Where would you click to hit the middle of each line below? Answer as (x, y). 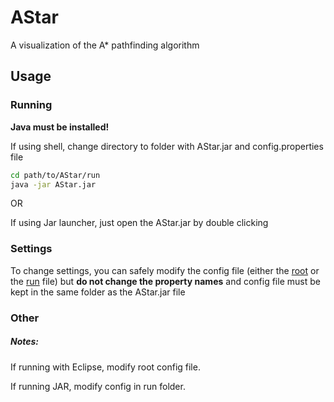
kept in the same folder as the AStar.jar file (98, 292)
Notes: (25, 342)
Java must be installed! (60, 127)
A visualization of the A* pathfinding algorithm (105, 45)
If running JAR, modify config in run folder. (98, 386)
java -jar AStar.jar (53, 184)
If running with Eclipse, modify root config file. (105, 367)
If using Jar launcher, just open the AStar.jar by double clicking (139, 223)
